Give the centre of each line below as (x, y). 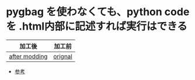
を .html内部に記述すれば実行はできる (97, 26)
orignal (63, 56)
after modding (28, 56)
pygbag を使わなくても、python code (98, 12)
